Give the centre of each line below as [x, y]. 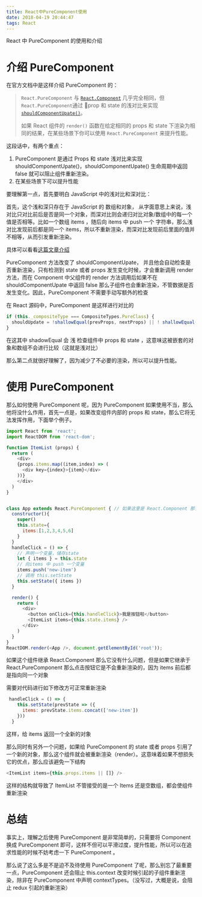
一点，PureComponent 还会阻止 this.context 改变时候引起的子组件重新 [93, 872]
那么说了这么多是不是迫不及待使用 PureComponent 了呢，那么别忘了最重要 [99, 865]
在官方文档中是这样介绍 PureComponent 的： [62, 85]
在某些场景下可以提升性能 [47, 182]
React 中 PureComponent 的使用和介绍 [54, 41]
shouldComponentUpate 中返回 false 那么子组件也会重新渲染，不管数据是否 [100, 285]
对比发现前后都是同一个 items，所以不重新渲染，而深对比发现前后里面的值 [98, 230]
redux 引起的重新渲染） [42, 887]
